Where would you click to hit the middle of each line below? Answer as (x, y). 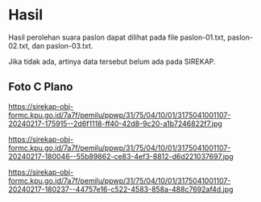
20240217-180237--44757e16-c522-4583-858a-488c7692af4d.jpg (121, 189)
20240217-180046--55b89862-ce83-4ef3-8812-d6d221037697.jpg (121, 156)
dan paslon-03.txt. (62, 45)
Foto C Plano (41, 87)
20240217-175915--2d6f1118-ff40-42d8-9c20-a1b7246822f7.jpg (116, 124)
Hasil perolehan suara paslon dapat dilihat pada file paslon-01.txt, (117, 37)
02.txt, (19, 45)
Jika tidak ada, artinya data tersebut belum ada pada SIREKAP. (112, 61)
